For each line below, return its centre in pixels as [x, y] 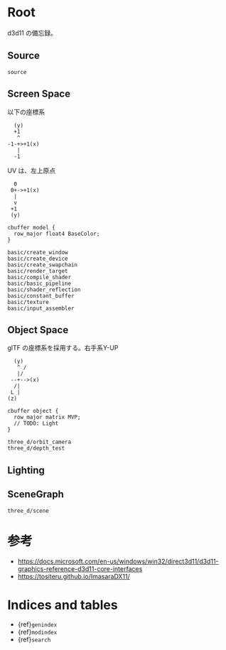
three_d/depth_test [36, 448]
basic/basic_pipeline [39, 283]
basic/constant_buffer [41, 296]
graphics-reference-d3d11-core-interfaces [80, 568]
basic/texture [28, 302]
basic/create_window [38, 252]
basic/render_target [38, 271]
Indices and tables [63, 605]
